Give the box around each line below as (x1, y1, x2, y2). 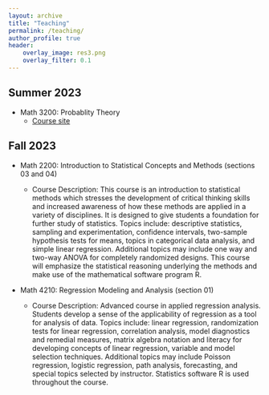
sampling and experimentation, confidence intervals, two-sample (31, 227, 247, 236)
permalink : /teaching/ (8, 26, 84, 34)
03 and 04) (19, 169, 58, 179)
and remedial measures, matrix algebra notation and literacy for (31, 334, 243, 345)
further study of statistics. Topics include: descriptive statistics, (31, 218, 243, 228)
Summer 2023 (8, 86, 82, 100)
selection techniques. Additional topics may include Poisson (31, 352, 231, 361)
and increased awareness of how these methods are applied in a (31, 201, 247, 211)
